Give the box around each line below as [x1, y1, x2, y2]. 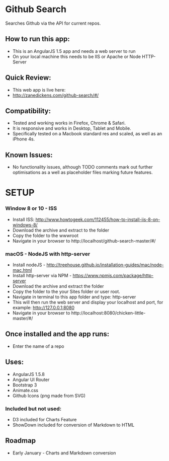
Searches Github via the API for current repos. [5, 20, 101, 26]
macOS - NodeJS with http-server [5, 250, 91, 257]
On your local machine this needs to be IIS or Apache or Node [12, 53, 141, 59]
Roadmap [5, 436, 36, 445]
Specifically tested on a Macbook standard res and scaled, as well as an [12, 131, 162, 137]
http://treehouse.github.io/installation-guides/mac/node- [46, 262, 164, 268]
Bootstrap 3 [12, 381, 37, 388]
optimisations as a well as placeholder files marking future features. [12, 170, 153, 176]
